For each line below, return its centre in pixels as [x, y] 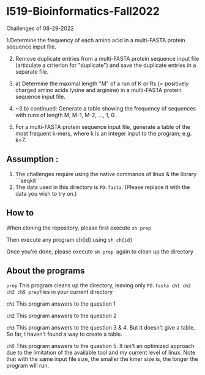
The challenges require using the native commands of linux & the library [106, 174]
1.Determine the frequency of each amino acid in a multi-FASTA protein [96, 40]
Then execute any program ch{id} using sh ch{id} [69, 239]
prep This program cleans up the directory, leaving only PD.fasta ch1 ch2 [99, 285]
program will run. [28, 366]
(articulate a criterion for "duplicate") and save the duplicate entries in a [106, 65]
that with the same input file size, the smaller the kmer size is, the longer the [102, 359]
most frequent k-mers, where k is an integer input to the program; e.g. [103, 133]
